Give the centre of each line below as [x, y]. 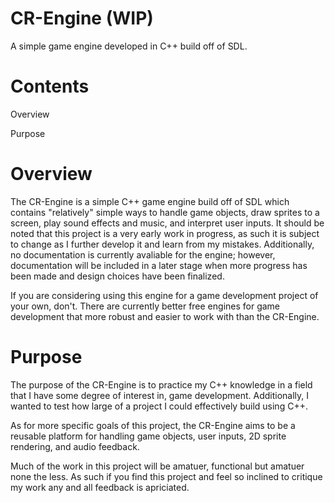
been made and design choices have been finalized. [117, 276]
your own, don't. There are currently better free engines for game [145, 306]
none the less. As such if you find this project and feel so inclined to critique [166, 476]
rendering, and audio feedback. [75, 446]
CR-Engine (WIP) [82, 18]
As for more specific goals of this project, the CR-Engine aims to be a [153, 425]
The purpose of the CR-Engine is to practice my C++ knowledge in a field [161, 384]
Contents [50, 86]
